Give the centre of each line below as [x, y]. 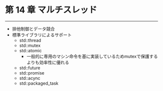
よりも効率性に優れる [48, 62]
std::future [30, 68]
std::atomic [31, 50]
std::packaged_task [39, 83]
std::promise [32, 73]
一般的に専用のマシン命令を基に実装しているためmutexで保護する [92, 56]
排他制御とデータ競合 [33, 29]
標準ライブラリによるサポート [42, 35]
